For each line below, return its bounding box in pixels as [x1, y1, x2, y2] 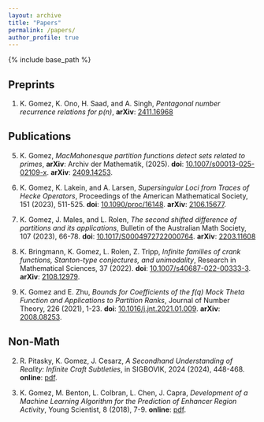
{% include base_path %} [8, 55, 91, 65]
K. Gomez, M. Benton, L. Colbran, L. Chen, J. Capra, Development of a [19, 387, 248, 398]
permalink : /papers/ [8, 26, 76, 34]
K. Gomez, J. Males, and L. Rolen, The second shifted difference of [19, 214, 237, 224]
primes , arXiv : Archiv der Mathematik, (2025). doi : [19, 159, 184, 168]
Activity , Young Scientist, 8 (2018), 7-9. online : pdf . [19, 405, 187, 414]
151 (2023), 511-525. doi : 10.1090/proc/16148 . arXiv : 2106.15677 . [19, 199, 227, 209]
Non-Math [8, 335, 61, 349]
